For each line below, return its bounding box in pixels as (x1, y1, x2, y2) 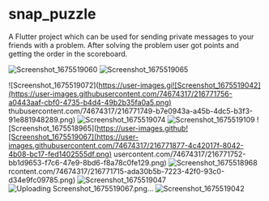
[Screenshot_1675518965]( (8, 123, 97, 133)
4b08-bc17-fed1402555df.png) (8, 149, 112, 159)
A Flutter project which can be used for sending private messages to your (8, 32, 254, 41)
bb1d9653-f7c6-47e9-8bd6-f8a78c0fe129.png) (8, 157, 168, 167)
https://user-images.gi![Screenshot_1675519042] (98, 80, 261, 90)
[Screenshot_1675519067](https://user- (8, 131, 139, 142)
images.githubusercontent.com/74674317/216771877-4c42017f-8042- (8, 140, 245, 150)
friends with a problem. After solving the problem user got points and (8, 40, 239, 49)
